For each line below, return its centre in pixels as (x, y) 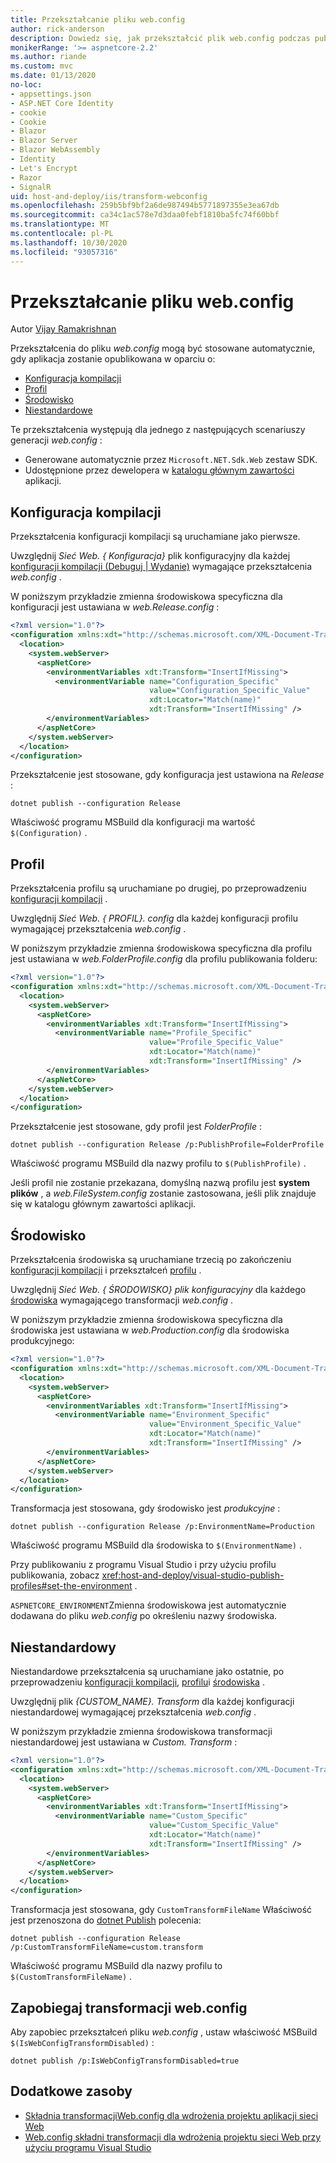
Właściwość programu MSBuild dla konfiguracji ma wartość (133, 822)
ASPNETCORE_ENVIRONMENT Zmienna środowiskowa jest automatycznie (148, 1605)
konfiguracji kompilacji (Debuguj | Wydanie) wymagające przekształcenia (161, 567)
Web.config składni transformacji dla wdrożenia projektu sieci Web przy (173, 2137)
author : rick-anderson (57, 29)
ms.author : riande (48, 57)
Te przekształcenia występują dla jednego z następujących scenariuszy (158, 430)
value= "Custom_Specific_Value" (214, 1826)
